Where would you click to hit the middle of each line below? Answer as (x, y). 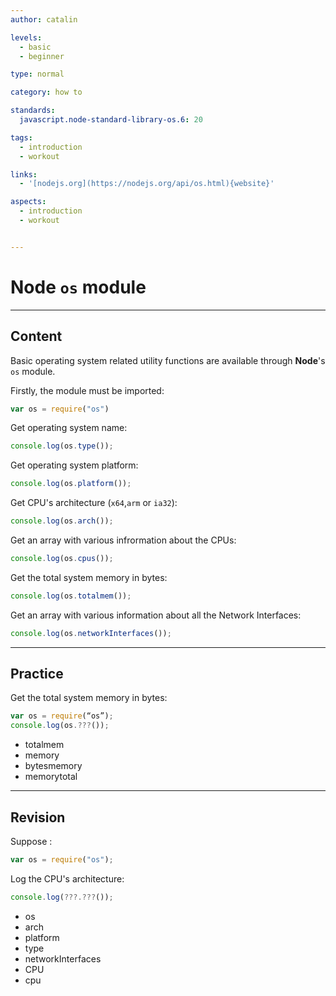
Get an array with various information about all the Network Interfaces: (156, 615)
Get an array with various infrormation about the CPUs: (123, 540)
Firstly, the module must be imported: (87, 390)
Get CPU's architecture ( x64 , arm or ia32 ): (94, 503)
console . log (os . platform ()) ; (71, 484)
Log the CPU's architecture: (67, 878)
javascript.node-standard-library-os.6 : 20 (111, 120)
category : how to (46, 92)
